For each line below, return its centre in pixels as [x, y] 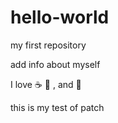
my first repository [48, 45]
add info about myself [55, 64]
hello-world [60, 17]
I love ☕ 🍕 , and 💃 [46, 84]
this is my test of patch [57, 107]
